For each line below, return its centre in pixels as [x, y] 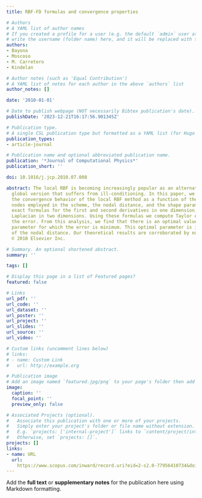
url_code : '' [23, 304]
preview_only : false [37, 404]
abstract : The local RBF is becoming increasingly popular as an [90, 188]
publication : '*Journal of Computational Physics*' [72, 161]
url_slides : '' [25, 327]
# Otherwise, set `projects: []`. [52, 438]
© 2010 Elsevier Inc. [39, 238]
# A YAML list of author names [45, 28]
